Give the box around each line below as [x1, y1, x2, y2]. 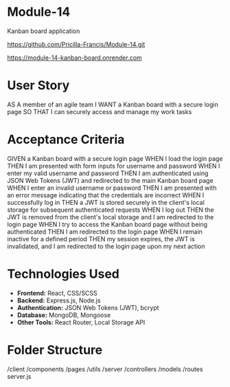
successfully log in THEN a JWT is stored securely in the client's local [7, 198, 205, 206]
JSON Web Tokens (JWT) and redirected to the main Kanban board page [7, 176, 214, 184]
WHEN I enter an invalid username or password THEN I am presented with [7, 184, 217, 192]
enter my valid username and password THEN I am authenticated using [7, 169, 209, 177]
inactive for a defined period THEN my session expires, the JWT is [7, 234, 196, 243]
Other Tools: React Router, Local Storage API [16, 318, 146, 327]
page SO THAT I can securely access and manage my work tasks [7, 107, 192, 115]
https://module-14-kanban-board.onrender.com [7, 53, 142, 62]
